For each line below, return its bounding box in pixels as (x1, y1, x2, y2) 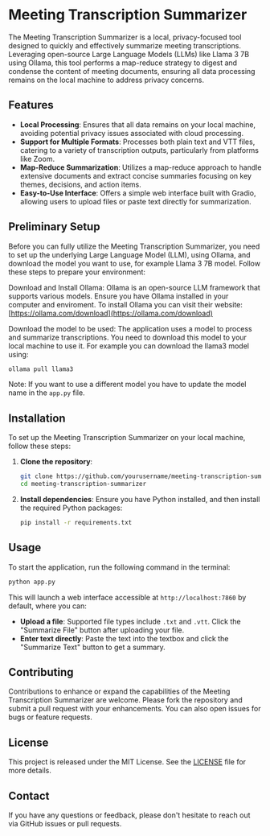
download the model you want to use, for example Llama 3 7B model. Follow (8, 258, 261, 268)
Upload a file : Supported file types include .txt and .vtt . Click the (19, 616, 241, 626)
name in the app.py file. (8, 388, 86, 397)
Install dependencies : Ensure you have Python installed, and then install (19, 495, 260, 504)
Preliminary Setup (8, 220, 100, 234)
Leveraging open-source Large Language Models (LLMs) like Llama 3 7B (8, 49, 250, 59)
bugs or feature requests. (8, 712, 92, 722)
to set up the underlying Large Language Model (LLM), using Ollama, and (8, 249, 251, 259)
